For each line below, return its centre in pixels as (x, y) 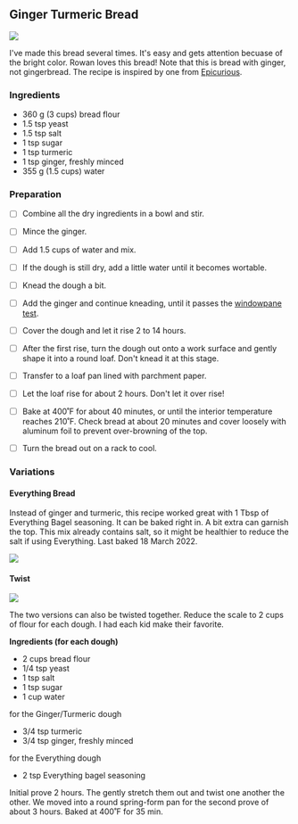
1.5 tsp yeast (45, 124)
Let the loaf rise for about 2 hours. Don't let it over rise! (123, 393)
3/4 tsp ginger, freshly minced (78, 741)
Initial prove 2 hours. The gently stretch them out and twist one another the (147, 793)
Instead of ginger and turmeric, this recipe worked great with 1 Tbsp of (139, 513)
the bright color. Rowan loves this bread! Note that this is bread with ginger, (148, 62)
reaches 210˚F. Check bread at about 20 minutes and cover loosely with (154, 422)
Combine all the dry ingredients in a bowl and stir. (113, 214)
